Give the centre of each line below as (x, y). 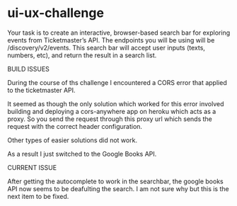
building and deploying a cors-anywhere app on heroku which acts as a (112, 111)
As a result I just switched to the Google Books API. (82, 154)
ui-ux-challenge (56, 13)
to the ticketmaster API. (41, 90)
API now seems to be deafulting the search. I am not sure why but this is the (118, 188)
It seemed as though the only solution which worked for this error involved (116, 103)
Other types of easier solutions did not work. (73, 140)
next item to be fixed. (38, 196)
